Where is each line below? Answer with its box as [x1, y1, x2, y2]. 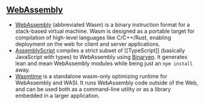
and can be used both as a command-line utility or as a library [15, 85, 171, 93]
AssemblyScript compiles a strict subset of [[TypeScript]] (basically [15, 47, 186, 54]
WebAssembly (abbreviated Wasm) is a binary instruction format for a [15, 21, 190, 28]
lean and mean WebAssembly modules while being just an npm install [15, 59, 193, 67]
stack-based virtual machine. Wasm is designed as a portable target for [15, 27, 195, 35]
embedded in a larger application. [15, 92, 100, 99]
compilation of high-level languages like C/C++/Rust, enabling [15, 33, 172, 41]
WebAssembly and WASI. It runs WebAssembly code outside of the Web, [15, 79, 199, 86]
